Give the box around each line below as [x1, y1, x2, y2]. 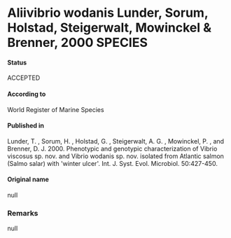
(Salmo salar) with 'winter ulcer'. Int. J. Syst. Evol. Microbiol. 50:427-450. [7, 159, 218, 167]
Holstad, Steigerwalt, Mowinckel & [7, 20, 212, 36]
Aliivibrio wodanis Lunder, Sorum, [7, 5, 209, 21]
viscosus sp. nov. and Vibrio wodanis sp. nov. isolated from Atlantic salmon [7, 152, 224, 160]
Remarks [7, 208, 38, 218]
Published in [7, 121, 44, 130]
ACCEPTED [7, 73, 41, 82]
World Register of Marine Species [7, 105, 104, 113]
